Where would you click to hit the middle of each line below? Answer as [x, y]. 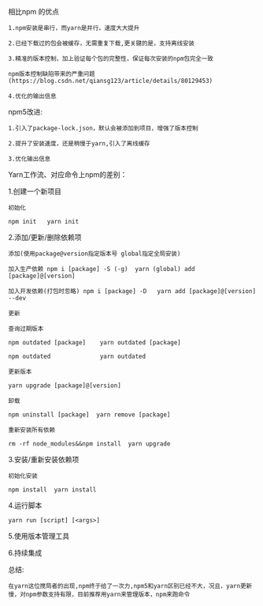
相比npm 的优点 [34, 11]
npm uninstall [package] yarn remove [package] [89, 415]
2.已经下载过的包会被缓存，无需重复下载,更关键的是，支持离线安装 [102, 43]
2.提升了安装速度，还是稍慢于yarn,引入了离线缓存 [79, 144]
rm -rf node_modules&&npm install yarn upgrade [89, 444]
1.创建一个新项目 [35, 191]
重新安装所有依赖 [32, 430]
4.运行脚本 [25, 505]
